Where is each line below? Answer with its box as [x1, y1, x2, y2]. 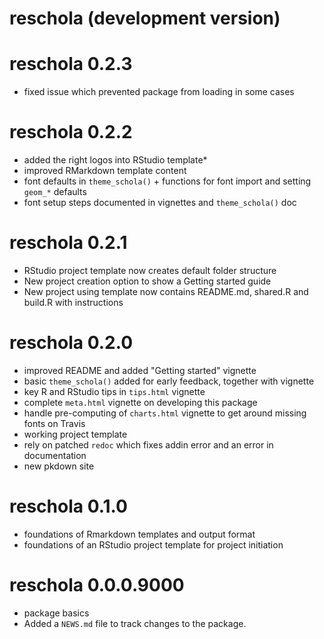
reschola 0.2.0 [9, 332, 134, 354]
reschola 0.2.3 [9, 53, 133, 76]
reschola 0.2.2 [9, 121, 133, 144]
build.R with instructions [23, 297, 124, 308]
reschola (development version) [9, 7, 281, 30]
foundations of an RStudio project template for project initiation [23, 538, 284, 551]
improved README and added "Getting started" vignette [23, 364, 257, 376]
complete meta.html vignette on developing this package [23, 396, 258, 408]
